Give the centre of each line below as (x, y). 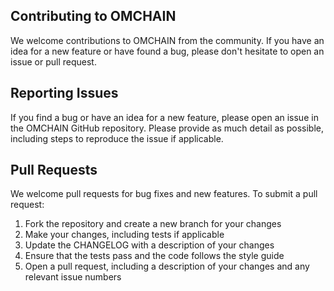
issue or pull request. (53, 61)
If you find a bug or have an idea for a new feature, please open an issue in (164, 117)
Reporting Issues (64, 93)
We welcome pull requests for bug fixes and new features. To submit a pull (164, 194)
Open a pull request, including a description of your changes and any (167, 266)
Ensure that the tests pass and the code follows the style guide (154, 256)
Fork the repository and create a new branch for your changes (153, 224)
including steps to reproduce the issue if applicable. (117, 138)
